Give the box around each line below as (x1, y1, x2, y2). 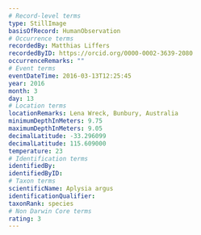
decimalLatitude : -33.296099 (8, 132, 107, 140)
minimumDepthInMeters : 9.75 (8, 117, 103, 125)
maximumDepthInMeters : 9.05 (8, 124, 103, 132)
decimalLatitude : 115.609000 (8, 139, 107, 148)
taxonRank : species (8, 199, 74, 208)
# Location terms (8, 102, 67, 110)
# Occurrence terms (8, 34, 74, 43)
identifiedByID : (8, 170, 63, 178)
